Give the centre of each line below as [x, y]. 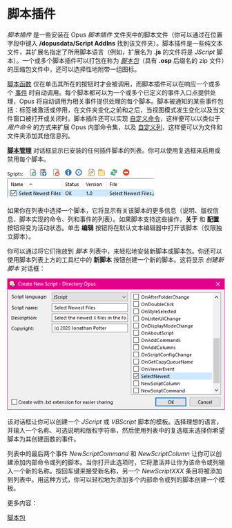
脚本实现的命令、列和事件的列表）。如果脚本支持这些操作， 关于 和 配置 [119, 219]
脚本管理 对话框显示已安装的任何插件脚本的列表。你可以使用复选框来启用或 [114, 150]
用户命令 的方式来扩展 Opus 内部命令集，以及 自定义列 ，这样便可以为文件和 [115, 127]
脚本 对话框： [26, 268]
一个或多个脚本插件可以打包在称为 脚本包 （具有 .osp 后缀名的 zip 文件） [123, 60]
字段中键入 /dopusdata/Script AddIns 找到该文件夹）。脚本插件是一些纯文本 [115, 43]
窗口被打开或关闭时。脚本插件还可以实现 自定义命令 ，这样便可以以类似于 [117, 118]
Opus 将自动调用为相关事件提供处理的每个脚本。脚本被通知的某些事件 [118, 101]
